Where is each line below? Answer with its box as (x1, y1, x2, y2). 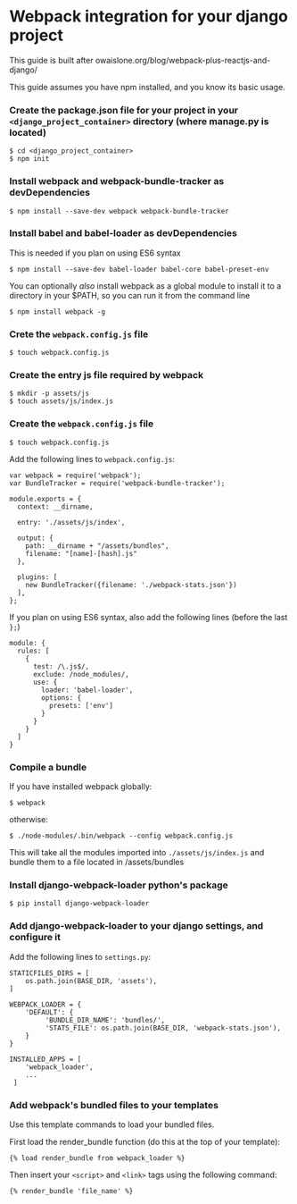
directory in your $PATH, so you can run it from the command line (9, 290, 251, 300)
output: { (17, 534, 54, 543)
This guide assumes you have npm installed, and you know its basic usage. (9, 81, 285, 92)
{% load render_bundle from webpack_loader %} (9, 1153, 186, 1163)
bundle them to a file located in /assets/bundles (9, 856, 185, 868)
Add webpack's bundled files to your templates (9, 1099, 219, 1111)
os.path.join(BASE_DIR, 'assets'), (25, 976, 158, 985)
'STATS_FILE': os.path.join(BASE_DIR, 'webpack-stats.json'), (45, 1023, 281, 1032)
